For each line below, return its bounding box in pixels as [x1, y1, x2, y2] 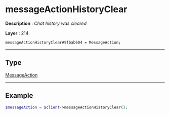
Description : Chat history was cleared [5, 20, 87, 26]
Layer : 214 [5, 30, 29, 36]
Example [5, 91, 33, 100]
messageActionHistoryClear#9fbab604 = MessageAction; [5, 40, 121, 45]
